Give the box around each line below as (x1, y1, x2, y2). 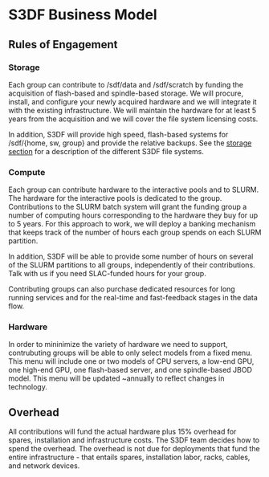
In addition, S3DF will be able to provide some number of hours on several (8, 251, 254, 262)
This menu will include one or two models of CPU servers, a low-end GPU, (8, 357, 255, 366)
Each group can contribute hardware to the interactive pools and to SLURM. (8, 185, 259, 194)
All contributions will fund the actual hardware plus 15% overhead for (8, 427, 237, 437)
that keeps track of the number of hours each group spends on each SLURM (8, 227, 262, 238)
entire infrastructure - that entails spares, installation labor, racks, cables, (8, 452, 251, 463)
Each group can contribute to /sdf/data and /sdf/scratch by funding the (8, 79, 243, 89)
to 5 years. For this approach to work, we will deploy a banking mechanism (8, 219, 256, 229)
